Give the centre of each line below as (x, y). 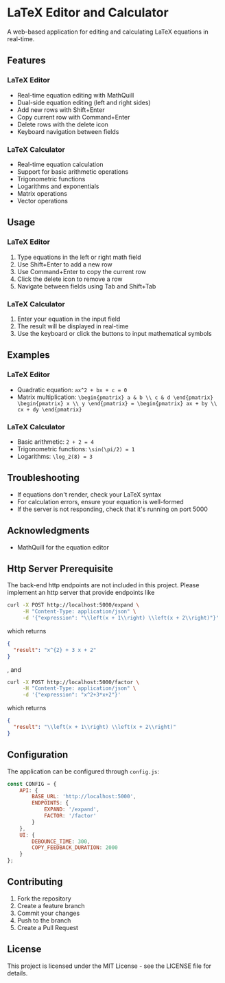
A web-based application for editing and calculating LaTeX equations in (108, 32)
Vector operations (43, 201)
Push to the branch (44, 920)
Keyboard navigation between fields (68, 131)
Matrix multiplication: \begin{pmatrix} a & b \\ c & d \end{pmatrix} (115, 397)
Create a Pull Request (48, 927)
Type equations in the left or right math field (79, 257)
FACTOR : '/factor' (70, 816)
